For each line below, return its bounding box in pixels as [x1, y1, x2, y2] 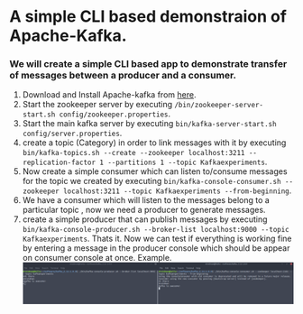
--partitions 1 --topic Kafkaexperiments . [107, 156, 268, 168]
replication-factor [22, 158, 96, 168]
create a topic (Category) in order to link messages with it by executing [22, 137, 287, 148]
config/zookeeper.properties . [59, 108, 171, 119]
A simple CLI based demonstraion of [9, 6, 287, 27]
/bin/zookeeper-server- [174, 101, 264, 110]
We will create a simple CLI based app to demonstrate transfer [9, 58, 288, 70]
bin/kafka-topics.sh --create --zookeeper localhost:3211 [22, 149, 245, 158]
